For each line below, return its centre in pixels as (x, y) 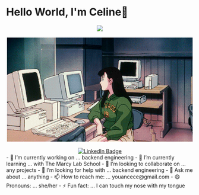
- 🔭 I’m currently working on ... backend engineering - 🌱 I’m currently (90, 157)
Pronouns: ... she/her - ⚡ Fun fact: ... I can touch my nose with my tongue (96, 186)
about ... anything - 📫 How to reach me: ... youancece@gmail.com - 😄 (93, 177)
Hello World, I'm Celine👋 (67, 12)
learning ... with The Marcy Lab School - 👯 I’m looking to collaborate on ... (96, 164)
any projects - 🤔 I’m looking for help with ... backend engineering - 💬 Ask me (99, 170)
